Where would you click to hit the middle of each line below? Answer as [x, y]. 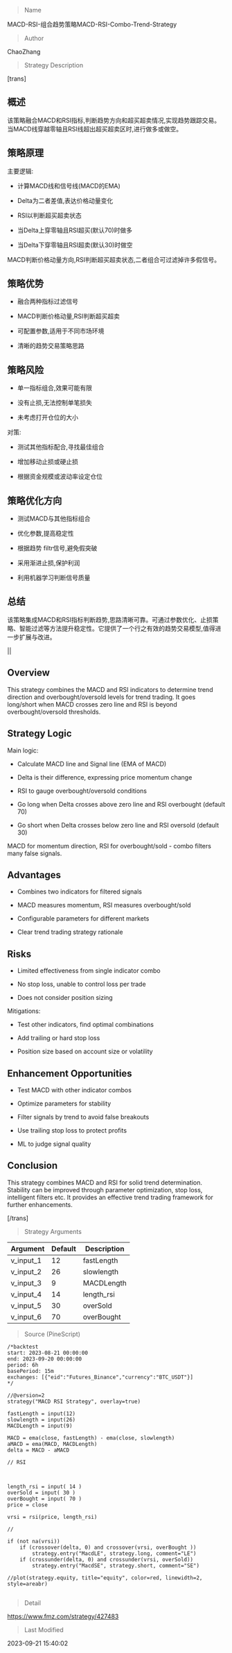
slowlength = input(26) [42, 1420]
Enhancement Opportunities [70, 1073]
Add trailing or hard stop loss [59, 1038]
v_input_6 [26, 1317]
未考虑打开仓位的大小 [47, 418]
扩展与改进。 [37, 637]
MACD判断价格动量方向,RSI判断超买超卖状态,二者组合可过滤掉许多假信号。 [114, 259]
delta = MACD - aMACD [38, 1450]
